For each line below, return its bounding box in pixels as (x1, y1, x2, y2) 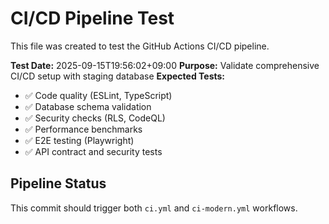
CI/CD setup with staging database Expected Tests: (10, 70, 226, 82)
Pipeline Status (10, 175, 107, 192)
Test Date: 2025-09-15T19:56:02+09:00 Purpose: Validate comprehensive (10, 59, 320, 71)
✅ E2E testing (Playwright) (24, 134, 135, 146)
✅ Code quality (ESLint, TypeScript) (24, 89, 173, 101)
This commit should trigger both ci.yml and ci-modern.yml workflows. (10, 202, 298, 214)
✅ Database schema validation (24, 100, 152, 112)
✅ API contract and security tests (24, 145, 163, 157)
